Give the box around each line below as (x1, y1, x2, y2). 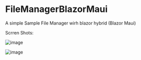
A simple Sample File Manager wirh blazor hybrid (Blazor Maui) (5, 20, 136, 26)
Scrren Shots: (5, 29, 34, 35)
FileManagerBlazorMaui (5, 3, 108, 15)
